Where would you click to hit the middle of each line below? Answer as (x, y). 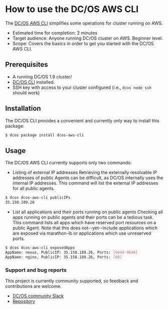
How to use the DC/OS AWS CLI (72, 9)
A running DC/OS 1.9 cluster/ (42, 77)
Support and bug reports (36, 270)
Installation (23, 109)
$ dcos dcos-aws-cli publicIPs (38, 198)
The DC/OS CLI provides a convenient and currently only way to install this (82, 120)
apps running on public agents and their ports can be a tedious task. (83, 217)
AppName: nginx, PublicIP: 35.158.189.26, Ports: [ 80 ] (64, 257)
